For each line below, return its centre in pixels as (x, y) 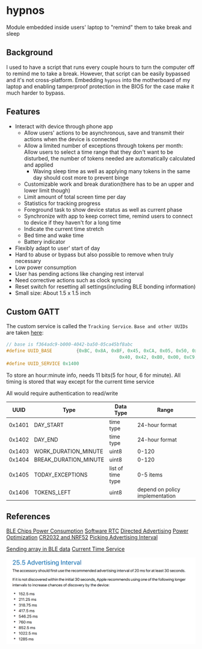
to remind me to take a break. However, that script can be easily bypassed (98, 74)
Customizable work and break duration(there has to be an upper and (109, 184)
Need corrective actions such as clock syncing (73, 280)
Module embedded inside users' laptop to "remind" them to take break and (99, 27)
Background (29, 53)
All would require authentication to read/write (62, 393)
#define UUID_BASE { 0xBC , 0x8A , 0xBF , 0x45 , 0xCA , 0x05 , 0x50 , (98, 351)
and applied (38, 165)
